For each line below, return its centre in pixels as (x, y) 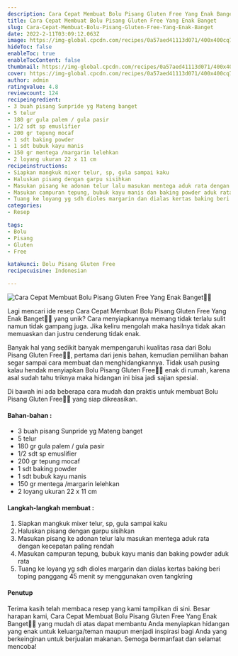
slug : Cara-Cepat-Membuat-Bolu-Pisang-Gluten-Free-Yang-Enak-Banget (110, 27)
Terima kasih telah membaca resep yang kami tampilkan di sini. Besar (109, 608)
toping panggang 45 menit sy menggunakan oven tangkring (105, 576)
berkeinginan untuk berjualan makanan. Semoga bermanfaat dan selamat (114, 639)
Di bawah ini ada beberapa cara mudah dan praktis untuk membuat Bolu (113, 391)
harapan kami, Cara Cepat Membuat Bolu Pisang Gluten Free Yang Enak (112, 616)
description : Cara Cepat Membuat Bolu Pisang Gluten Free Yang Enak (110, 14)
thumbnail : (23, 67)
